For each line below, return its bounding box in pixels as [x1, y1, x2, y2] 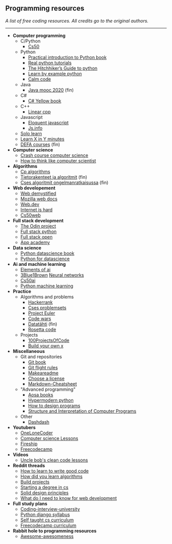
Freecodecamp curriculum [20, 522, 77, 528]
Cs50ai [20, 277, 36, 283]
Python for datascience [20, 256, 70, 262]
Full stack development [12, 217, 64, 223]
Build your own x [28, 343, 64, 349]
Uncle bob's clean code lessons [20, 457, 88, 463]
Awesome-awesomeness [20, 533, 74, 539]
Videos [12, 451, 29, 457]
